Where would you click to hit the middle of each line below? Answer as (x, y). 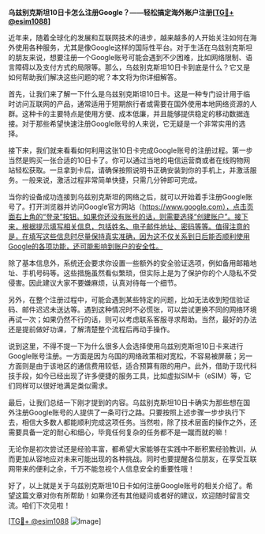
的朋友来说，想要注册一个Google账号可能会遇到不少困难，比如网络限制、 (127, 57)
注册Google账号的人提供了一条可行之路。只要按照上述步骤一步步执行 (127, 412)
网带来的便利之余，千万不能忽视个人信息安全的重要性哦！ (101, 469)
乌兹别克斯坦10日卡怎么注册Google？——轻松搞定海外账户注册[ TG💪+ (121, 12)
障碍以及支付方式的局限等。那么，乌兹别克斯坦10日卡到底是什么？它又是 (132, 67)
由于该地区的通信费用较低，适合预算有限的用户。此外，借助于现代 (142, 366)
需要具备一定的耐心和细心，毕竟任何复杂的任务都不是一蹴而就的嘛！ (119, 432)
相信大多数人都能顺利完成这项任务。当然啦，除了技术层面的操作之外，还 (139, 422)
